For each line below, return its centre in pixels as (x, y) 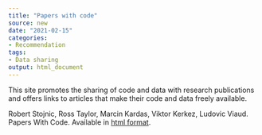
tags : (17, 52)
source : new (28, 23)
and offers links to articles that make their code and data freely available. (128, 98)
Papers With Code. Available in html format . (80, 122)
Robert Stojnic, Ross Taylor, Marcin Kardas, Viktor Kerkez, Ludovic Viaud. (128, 114)
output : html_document (46, 67)
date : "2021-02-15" (41, 30)
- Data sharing (33, 60)
